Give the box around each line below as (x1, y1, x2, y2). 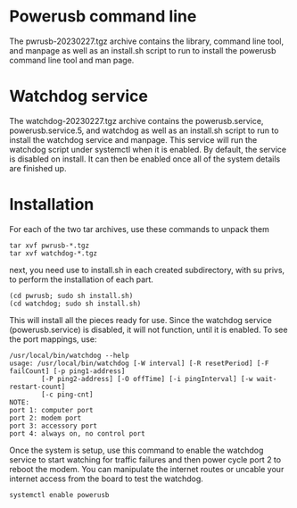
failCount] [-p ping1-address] (9, 366, 126, 376)
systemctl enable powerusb (9, 490, 110, 499)
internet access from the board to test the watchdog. (9, 473, 203, 484)
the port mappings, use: (9, 333, 97, 345)
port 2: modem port (9, 413, 82, 422)
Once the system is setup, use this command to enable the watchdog (9, 445, 264, 455)
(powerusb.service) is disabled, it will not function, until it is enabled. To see (9, 324, 288, 335)
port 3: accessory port (9, 421, 98, 430)
